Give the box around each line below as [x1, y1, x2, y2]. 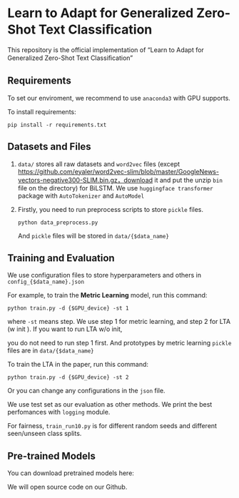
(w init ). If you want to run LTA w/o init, [7, 325, 123, 333]
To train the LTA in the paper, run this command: [7, 360, 148, 369]
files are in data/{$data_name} [7, 346, 94, 355]
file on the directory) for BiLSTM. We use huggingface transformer [17, 183, 213, 192]
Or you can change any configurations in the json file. [7, 387, 166, 395]
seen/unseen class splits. [7, 430, 82, 438]
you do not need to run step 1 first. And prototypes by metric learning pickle [7, 339, 232, 347]
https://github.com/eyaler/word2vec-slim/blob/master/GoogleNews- [17, 167, 220, 176]
